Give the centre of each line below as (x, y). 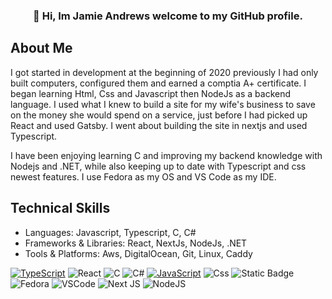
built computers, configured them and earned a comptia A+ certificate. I (158, 83)
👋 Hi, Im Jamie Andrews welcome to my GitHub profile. (168, 16)
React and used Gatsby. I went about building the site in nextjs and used (159, 125)
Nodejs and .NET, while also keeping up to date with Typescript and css (158, 166)
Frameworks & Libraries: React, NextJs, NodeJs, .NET (136, 243)
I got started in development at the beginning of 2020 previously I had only (164, 72)
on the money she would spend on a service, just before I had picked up (159, 115)
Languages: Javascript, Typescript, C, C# (110, 232)
